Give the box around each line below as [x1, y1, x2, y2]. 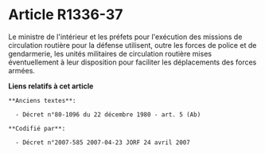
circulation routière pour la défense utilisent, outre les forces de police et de [8, 40, 257, 49]
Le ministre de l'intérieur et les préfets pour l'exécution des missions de [8, 32, 243, 41]
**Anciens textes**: [8, 96, 77, 104]
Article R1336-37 [8, 6, 123, 24]
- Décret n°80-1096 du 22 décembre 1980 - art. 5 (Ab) [15, 110, 201, 119]
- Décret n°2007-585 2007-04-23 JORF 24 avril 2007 [15, 138, 191, 147]
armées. [8, 65, 36, 75]
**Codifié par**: [8, 124, 66, 132]
